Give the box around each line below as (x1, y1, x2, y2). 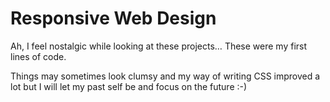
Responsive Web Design (10, 7, 217, 30)
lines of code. (10, 50, 67, 62)
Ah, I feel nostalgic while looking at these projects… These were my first (10, 40, 308, 52)
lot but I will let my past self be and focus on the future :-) (10, 80, 248, 92)
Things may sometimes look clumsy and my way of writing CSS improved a (10, 70, 321, 82)
